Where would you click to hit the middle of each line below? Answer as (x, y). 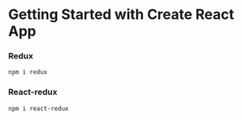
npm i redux (28, 73)
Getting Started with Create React (121, 15)
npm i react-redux (38, 108)
